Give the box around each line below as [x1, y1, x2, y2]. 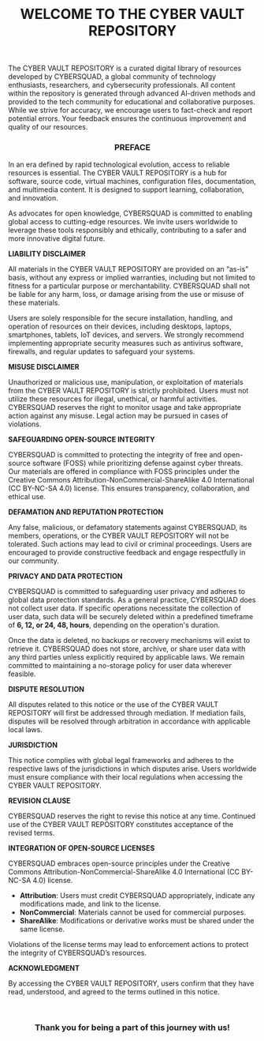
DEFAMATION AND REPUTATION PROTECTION [8, 507, 164, 517]
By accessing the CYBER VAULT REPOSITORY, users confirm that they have [8, 979, 255, 988]
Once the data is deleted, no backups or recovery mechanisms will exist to [8, 636, 251, 645]
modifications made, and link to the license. [19, 900, 162, 909]
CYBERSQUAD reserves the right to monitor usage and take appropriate [8, 403, 242, 412]
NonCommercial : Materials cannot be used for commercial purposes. [19, 908, 247, 917]
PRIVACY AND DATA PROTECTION [8, 572, 124, 581]
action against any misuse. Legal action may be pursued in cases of [8, 411, 229, 421]
